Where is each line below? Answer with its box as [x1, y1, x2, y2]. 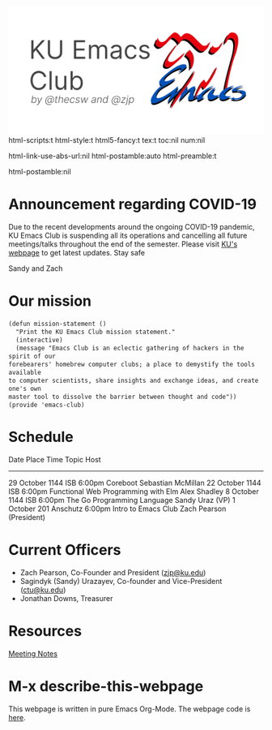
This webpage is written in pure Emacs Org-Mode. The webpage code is [8, 704, 251, 714]
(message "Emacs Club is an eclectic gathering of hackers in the [15, 344, 244, 352]
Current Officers [8, 541, 121, 559]
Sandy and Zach [8, 263, 63, 273]
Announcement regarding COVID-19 [8, 195, 257, 213]
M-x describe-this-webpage [8, 676, 204, 695]
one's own [8, 384, 42, 393]
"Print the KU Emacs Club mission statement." [15, 328, 176, 336]
